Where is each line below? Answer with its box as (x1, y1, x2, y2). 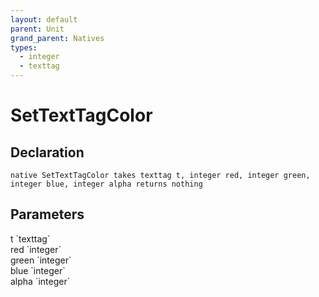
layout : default (10, 14, 78, 25)
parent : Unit (10, 24, 65, 34)
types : (10, 42, 38, 53)
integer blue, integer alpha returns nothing (10, 179, 203, 189)
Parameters (10, 206, 85, 223)
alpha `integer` (10, 275, 71, 287)
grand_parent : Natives (10, 33, 105, 43)
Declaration (10, 144, 85, 161)
